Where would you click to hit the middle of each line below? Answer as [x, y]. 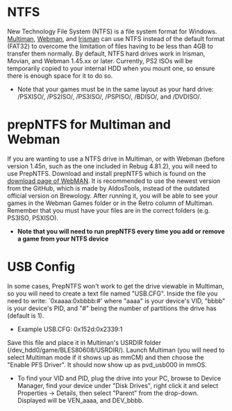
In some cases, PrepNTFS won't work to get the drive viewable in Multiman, [116, 286]
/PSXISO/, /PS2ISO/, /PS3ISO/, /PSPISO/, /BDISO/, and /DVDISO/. [109, 96]
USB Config [41, 267]
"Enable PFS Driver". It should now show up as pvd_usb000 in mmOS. [107, 364]
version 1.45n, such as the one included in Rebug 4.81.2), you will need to [112, 166]
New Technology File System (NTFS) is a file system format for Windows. [112, 31]
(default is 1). [26, 315]
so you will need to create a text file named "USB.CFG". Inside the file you [113, 293]
